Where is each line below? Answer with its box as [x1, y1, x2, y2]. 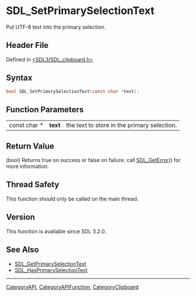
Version [6, 212, 35, 222]
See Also [6, 245, 39, 255]
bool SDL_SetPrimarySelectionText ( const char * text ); [6, 88, 140, 94]
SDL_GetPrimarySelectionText [14, 260, 86, 267]
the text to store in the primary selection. [66, 121, 177, 129]
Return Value [6, 141, 54, 151]
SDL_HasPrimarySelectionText [14, 266, 88, 273]
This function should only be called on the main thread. [6, 195, 139, 202]
